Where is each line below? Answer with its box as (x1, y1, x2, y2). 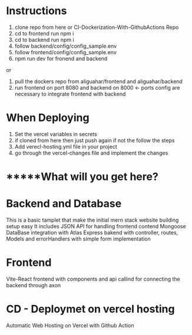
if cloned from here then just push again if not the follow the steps (14, 137, 175, 144)
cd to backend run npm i (14, 36, 75, 43)
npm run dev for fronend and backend (14, 55, 108, 62)
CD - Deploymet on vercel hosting (6, 303, 175, 316)
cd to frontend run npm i (14, 29, 74, 37)
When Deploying (6, 111, 90, 124)
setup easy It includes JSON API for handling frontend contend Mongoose (6, 223, 187, 229)
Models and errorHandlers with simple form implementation (6, 235, 151, 242)
